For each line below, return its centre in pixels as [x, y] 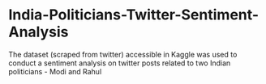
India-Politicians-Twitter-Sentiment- [134, 15]
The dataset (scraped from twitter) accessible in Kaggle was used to [123, 54]
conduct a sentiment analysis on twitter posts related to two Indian [120, 63]
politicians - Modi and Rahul [55, 71]
